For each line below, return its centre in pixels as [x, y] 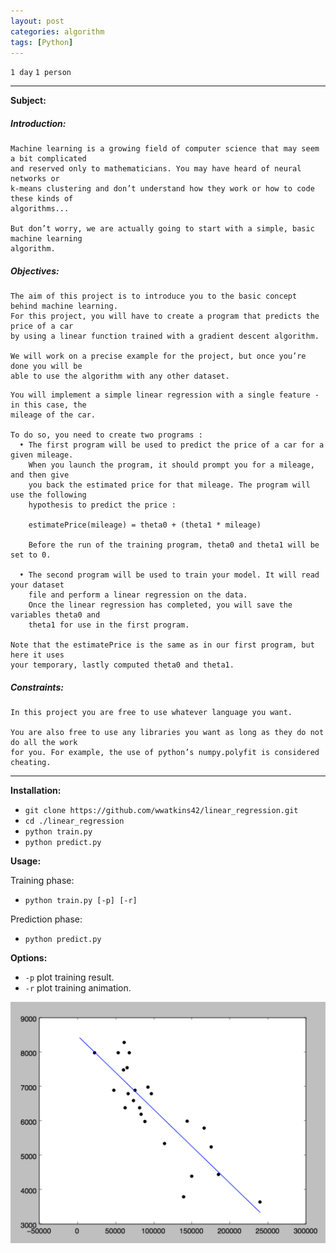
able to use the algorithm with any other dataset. [120, 376]
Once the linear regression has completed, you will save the [160, 605]
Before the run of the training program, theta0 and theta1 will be [174, 545]
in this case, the [48, 405]
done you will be [46, 366]
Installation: [36, 791]
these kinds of [42, 199]
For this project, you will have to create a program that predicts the [165, 316]
